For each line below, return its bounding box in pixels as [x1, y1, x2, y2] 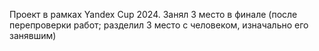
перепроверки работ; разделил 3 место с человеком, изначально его [9, 19, 309, 31]
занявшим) [9, 30, 57, 41]
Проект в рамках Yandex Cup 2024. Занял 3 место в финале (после [9, 9, 298, 20]
